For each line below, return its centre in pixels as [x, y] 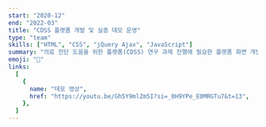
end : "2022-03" [33, 23]
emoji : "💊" [26, 60]
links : [19, 67]
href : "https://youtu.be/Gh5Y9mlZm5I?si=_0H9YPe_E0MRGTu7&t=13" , [139, 96]
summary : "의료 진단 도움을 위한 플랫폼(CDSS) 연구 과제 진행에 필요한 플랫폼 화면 [127, 52]
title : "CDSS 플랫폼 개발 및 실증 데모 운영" [74, 30]
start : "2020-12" [37, 15]
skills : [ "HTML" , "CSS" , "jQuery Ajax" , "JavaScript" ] [101, 45]
